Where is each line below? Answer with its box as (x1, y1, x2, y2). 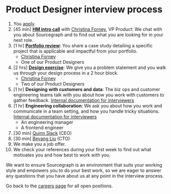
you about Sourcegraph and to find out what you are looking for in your (13, 31, 163, 38)
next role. (13, 37, 34, 43)
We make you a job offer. (13, 140, 66, 147)
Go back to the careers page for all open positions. (6, 183, 113, 189)
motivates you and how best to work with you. (13, 152, 111, 158)
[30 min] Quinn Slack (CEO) (13, 130, 72, 136)
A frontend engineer (20, 125, 63, 131)
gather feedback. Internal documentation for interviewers (13, 97, 135, 103)
